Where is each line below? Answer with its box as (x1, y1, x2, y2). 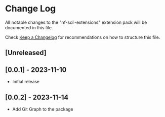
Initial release (12, 79, 40, 85)
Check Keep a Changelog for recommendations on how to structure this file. (5, 34, 161, 40)
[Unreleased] (5, 49, 47, 57)
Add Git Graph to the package (12, 106, 73, 112)
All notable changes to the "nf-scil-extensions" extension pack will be (5, 19, 147, 25)
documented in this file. (5, 24, 53, 30)
